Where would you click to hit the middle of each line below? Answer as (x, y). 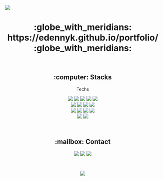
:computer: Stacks (83, 77)
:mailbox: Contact (83, 142)
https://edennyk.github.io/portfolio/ (83, 38)
